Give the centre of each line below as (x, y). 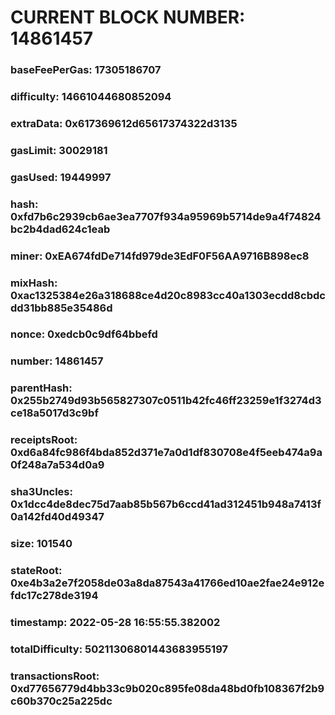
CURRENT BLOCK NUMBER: (128, 17)
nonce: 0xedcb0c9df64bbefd (84, 334)
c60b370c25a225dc (61, 701)
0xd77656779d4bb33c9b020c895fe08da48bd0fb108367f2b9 (167, 688)
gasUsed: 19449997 (61, 177)
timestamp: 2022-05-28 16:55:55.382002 (115, 622)
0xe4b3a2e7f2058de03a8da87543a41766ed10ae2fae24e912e (167, 583)
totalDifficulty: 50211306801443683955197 (119, 649)
